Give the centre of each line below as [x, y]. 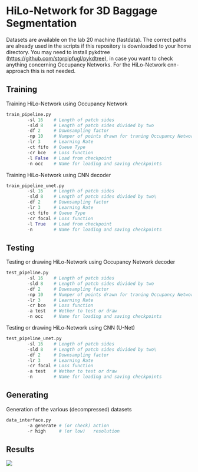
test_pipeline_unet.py [34, 339]
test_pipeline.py [27, 273]
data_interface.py [29, 420]
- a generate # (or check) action [68, 426]
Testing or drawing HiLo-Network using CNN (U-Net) [71, 328]
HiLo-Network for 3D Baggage [82, 11]
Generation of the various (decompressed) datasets [69, 409]
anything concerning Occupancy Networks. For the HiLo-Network [86, 64]
